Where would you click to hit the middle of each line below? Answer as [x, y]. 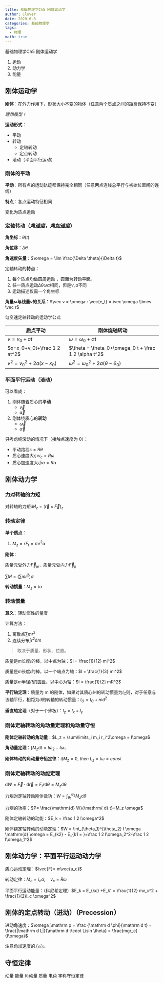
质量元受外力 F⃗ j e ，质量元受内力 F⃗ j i [41, 565]
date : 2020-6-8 [20, 19]
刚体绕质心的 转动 [29, 418]
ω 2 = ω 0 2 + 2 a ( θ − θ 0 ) [95, 363]
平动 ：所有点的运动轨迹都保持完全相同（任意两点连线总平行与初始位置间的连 [82, 185]
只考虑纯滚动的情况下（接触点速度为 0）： [47, 439]
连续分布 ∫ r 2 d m [27, 640]
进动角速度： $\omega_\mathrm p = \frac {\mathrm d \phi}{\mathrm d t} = [79, 925]
